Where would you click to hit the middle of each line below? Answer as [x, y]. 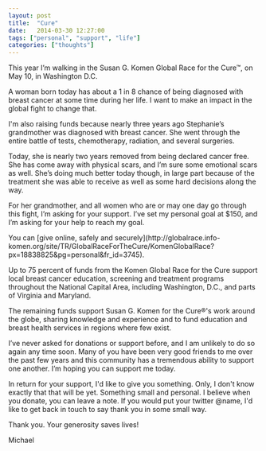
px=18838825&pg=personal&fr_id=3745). [76, 255]
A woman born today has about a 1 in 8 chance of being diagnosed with [126, 91]
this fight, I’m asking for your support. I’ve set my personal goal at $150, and [133, 214]
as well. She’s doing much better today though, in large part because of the [131, 173]
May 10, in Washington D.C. [53, 76]
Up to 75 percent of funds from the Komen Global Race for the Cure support [133, 270]
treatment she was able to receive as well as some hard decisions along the [132, 182]
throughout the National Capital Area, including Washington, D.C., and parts [132, 287]
